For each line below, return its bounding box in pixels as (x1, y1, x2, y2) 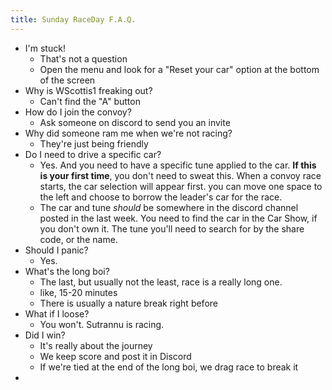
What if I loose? (24, 307, 90, 320)
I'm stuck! (24, 42, 66, 54)
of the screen (39, 74, 96, 86)
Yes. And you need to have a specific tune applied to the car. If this (39, 159, 317, 171)
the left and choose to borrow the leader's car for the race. (39, 191, 283, 203)
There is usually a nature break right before (39, 297, 218, 309)
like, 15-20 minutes (39, 286, 118, 298)
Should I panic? (24, 244, 89, 256)
